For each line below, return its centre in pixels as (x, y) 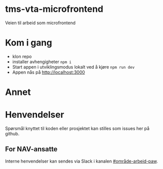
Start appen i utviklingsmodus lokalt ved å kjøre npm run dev (73, 67)
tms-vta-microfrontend (54, 9)
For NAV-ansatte (31, 149)
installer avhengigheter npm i (42, 62)
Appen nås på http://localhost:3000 (49, 72)
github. (12, 134)
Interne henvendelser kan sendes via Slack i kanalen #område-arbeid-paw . (81, 161)
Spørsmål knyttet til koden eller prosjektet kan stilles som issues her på (77, 128)
